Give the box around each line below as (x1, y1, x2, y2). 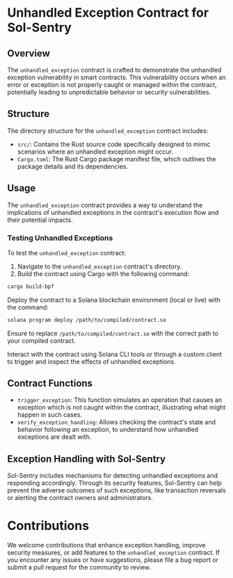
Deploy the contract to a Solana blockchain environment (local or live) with (7, 296, 221, 304)
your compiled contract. (7, 336, 77, 345)
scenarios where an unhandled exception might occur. (17, 147, 174, 156)
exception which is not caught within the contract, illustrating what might (17, 403, 226, 412)
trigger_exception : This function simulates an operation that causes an (17, 396, 223, 404)
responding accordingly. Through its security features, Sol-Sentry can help (7, 479, 223, 488)
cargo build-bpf (7, 283, 54, 290)
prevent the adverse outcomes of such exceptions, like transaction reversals (7, 486, 226, 495)
